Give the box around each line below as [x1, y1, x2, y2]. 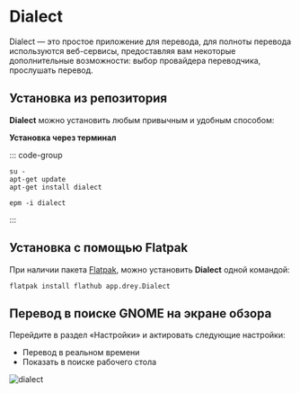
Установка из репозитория [9, 91, 168, 106]
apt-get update [9, 174, 66, 183]
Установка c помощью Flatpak [9, 240, 189, 255]
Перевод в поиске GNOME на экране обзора [9, 306, 272, 321]
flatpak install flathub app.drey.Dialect [9, 281, 171, 290]
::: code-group [9, 149, 63, 160]
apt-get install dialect [9, 183, 102, 192]
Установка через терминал [9, 132, 117, 143]
